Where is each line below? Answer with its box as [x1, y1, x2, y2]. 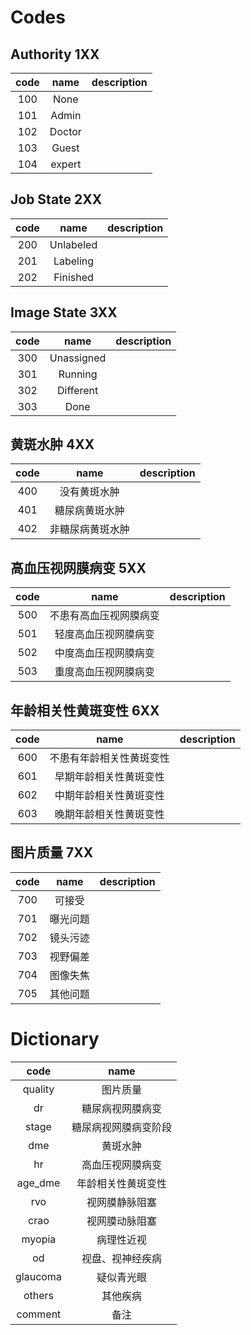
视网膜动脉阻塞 [86, 1214, 157, 1228]
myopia [21, 1232, 57, 1246]
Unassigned [49, 351, 107, 365]
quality [22, 1082, 55, 1096]
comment [16, 1307, 62, 1321]
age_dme [16, 1176, 61, 1190]
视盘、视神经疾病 [81, 1251, 162, 1265]
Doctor [49, 125, 82, 138]
